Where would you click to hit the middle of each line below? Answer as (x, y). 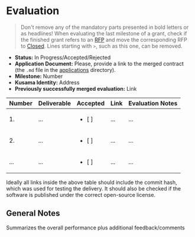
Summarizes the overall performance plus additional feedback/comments (95, 228)
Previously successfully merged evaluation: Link (76, 88)
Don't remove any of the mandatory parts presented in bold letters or (105, 27)
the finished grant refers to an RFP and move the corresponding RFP (104, 39)
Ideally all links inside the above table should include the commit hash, (92, 182)
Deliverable (55, 103)
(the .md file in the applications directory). (65, 70)
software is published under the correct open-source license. (81, 195)
